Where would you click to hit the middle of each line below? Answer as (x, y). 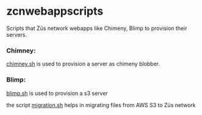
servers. (17, 34)
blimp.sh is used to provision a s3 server (57, 93)
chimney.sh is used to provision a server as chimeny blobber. (83, 64)
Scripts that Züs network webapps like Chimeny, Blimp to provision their (97, 28)
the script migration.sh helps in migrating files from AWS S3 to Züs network (101, 105)
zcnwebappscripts (55, 11)
